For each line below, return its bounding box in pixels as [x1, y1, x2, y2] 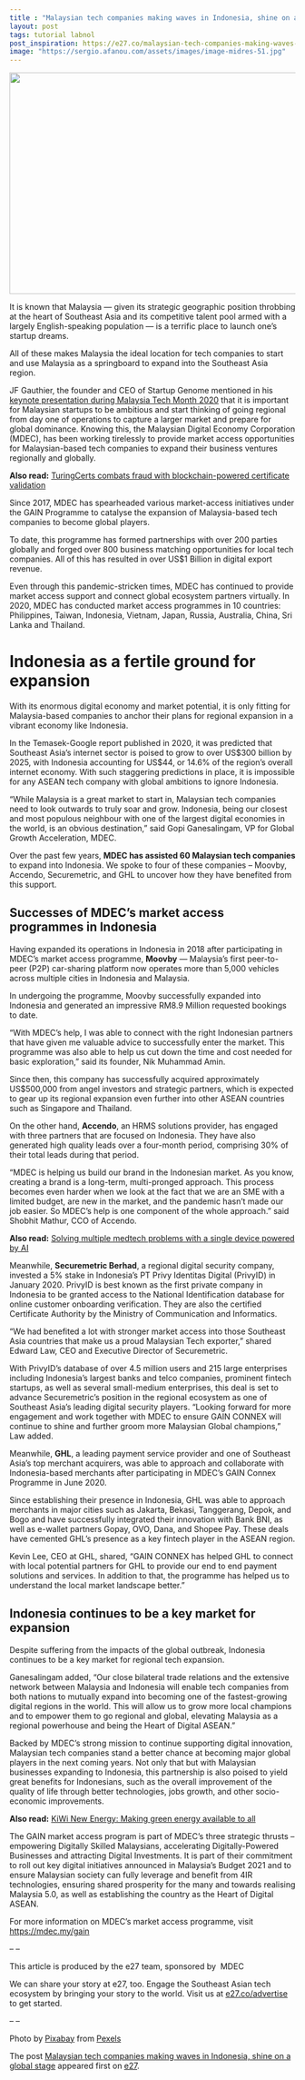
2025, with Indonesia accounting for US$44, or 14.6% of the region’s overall [9, 757, 293, 768]
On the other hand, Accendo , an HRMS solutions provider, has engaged [9, 1120, 279, 1131]
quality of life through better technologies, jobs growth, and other [9, 1786, 254, 1796]
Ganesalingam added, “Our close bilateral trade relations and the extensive [9, 1671, 290, 1682]
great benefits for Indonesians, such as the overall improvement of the [9, 1776, 272, 1786]
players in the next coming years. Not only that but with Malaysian [9, 1757, 257, 1767]
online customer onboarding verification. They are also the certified [9, 1299, 261, 1309]
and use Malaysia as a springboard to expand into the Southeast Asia [9, 358, 269, 369]
